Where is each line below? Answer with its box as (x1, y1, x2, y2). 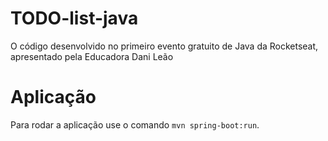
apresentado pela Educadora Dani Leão (10, 50, 174, 62)
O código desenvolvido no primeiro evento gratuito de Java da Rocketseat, (10, 40, 319, 52)
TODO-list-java (10, 7, 139, 30)
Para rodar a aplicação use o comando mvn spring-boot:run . (10, 118, 260, 131)
